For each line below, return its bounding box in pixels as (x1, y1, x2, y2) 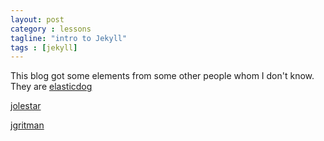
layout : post (10, 14, 65, 25)
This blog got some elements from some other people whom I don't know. (10, 70, 315, 82)
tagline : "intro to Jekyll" (10, 33, 128, 43)
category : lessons (10, 24, 92, 34)
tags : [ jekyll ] (10, 42, 78, 53)
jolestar (10, 100, 42, 112)
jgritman (10, 119, 45, 131)
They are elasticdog (10, 81, 93, 93)
